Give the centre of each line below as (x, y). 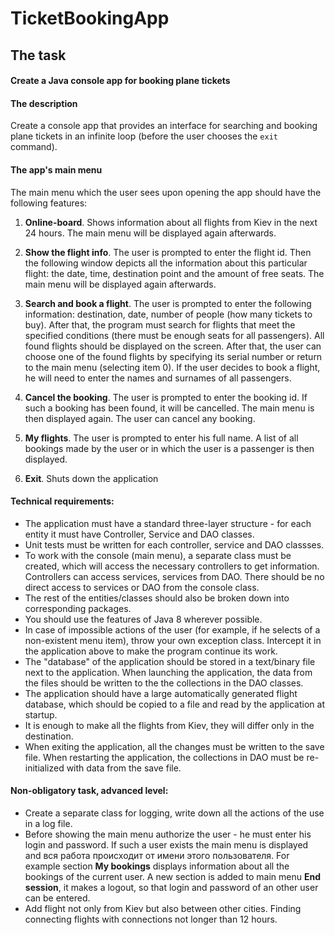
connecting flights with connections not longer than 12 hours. (151, 919)
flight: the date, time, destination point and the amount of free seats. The (174, 273)
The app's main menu (56, 169)
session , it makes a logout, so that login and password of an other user (171, 887)
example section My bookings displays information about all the (157, 866)
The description (44, 103)
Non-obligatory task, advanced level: (89, 791)
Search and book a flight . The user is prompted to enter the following (168, 303)
